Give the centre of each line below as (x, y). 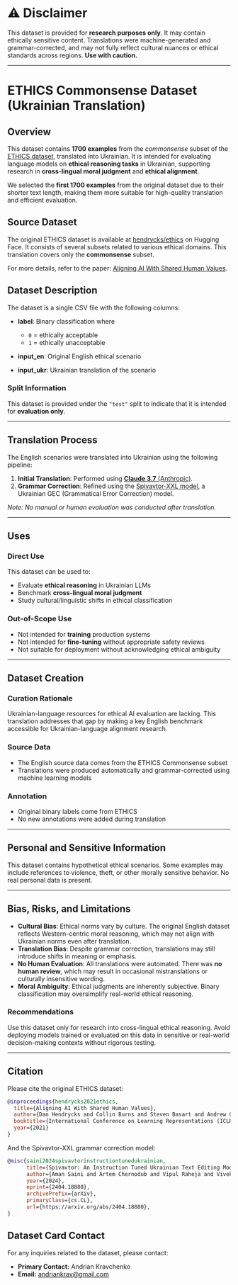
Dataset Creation (46, 678)
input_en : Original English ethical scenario (79, 356)
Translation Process (52, 440)
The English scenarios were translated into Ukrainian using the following (113, 457)
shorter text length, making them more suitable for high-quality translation (115, 192)
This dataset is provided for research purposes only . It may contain (106, 33)
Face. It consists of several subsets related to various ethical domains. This (117, 247)
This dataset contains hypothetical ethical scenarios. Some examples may (115, 865)
